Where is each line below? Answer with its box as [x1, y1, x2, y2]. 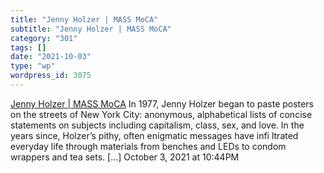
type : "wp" [10, 61, 56, 71]
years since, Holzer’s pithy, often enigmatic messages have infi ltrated [10, 129, 299, 141]
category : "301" [10, 33, 78, 43]
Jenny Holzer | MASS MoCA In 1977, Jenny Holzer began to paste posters [10, 97, 314, 110]
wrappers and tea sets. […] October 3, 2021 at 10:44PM [10, 151, 240, 163]
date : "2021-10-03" [10, 52, 92, 62]
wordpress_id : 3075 [10, 71, 92, 81]
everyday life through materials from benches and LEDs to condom [10, 140, 287, 152]
